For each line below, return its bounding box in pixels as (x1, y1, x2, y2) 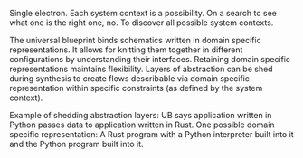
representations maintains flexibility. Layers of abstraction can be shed (9, 63, 273, 74)
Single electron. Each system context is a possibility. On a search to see (9, 8, 278, 18)
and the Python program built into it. (9, 139, 144, 149)
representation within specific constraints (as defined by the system (9, 83, 263, 93)
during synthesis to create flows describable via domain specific (9, 73, 251, 84)
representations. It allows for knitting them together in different (9, 44, 243, 55)
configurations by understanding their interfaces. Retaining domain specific (9, 54, 291, 64)
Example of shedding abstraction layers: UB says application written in (9, 110, 272, 120)
